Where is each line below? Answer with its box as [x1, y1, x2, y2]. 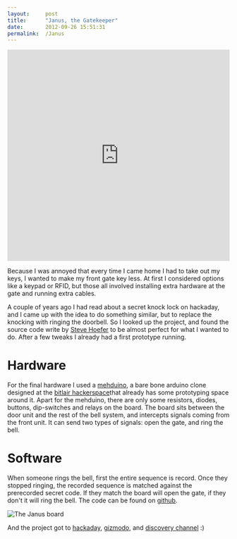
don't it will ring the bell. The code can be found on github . [7, 496, 178, 504]
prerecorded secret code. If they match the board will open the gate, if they [7, 489, 226, 497]
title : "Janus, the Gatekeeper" [7, 17, 119, 24]
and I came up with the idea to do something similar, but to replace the [7, 311, 212, 319]
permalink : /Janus [7, 30, 65, 37]
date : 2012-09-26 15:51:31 [7, 23, 106, 30]
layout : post [7, 10, 59, 18]
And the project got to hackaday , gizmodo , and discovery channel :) [7, 523, 205, 532]
